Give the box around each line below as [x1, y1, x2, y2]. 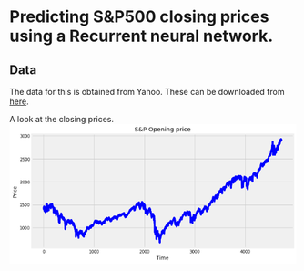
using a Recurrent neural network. [9, 26, 274, 47]
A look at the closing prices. [9, 114, 115, 124]
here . [9, 96, 29, 107]
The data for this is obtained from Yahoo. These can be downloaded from [9, 87, 285, 97]
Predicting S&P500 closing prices [9, 6, 269, 27]
